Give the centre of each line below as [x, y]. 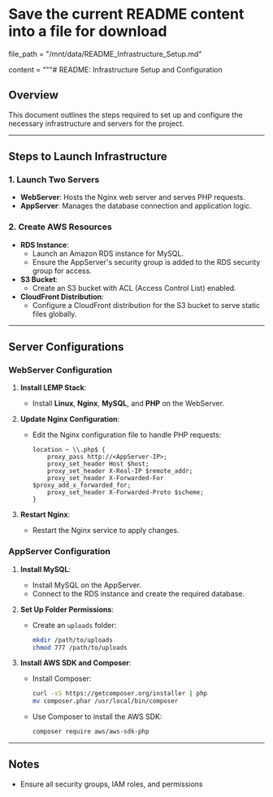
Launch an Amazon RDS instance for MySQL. [108, 253]
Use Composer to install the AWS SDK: [97, 717]
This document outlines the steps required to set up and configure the [126, 115]
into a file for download [88, 31]
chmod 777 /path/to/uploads [80, 648]
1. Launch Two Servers [54, 180]
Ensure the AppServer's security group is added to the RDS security [146, 262]
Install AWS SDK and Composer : [76, 663]
